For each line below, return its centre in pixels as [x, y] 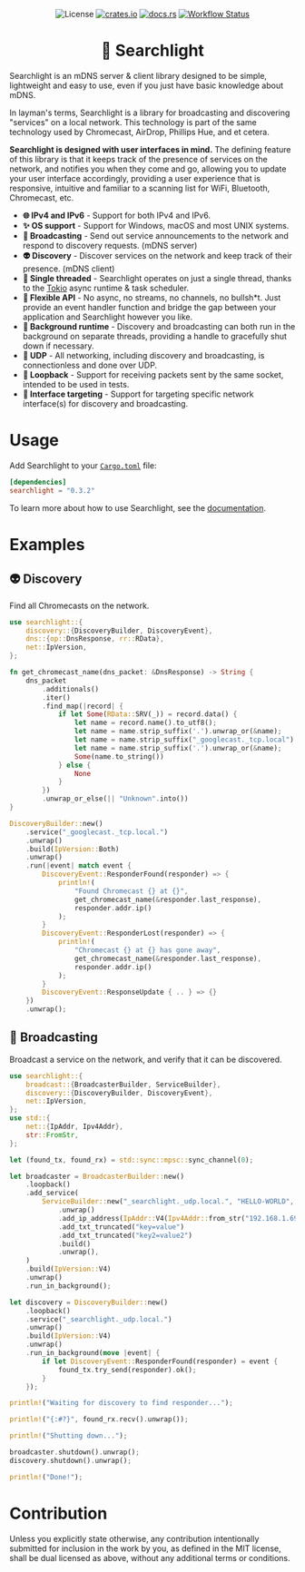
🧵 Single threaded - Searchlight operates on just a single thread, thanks [157, 278]
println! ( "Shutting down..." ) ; [69, 1436]
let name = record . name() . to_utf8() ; [146, 723]
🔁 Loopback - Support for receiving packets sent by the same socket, [153, 374]
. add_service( [52, 1194]
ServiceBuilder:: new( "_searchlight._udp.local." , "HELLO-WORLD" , [168, 1202]
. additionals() [71, 689]
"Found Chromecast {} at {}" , [131, 891]
